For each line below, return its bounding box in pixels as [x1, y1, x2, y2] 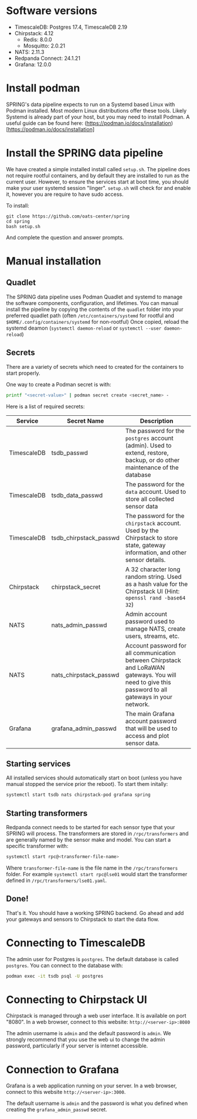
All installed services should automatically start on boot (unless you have [6, 774, 182, 781]
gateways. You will [125, 670, 176, 679]
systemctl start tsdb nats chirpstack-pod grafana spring [6, 792, 151, 798]
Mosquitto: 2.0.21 [23, 42, 66, 49]
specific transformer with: [6, 843, 69, 849]
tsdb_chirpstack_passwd [51, 534, 120, 542]
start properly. [6, 369, 40, 377]
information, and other [125, 548, 186, 557]
